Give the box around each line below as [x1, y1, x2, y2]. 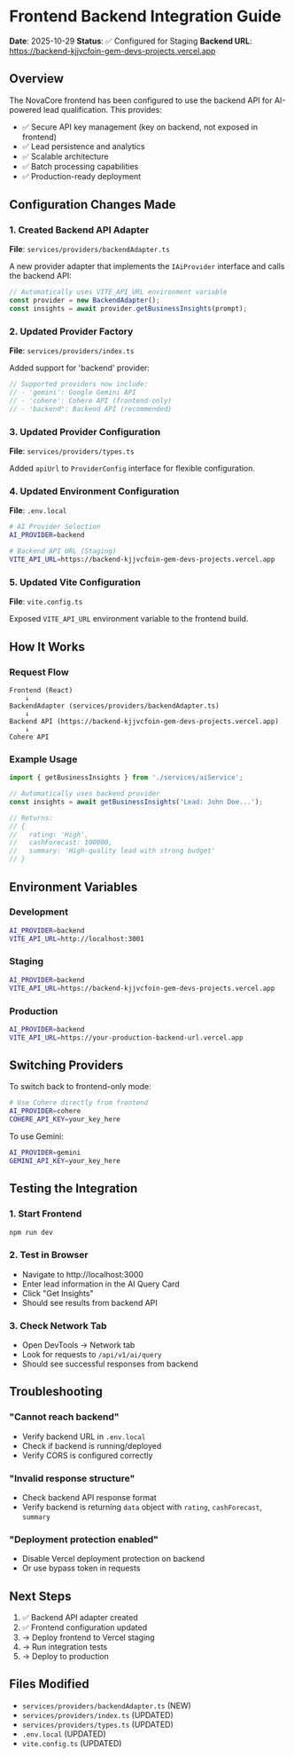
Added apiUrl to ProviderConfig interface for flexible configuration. [9, 463, 255, 474]
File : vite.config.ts [9, 597, 83, 607]
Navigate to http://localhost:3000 [21, 1269, 144, 1279]
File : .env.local [9, 505, 67, 516]
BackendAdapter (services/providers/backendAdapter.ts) [9, 701, 220, 710]
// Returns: [9, 813, 53, 822]
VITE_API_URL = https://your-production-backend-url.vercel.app [9, 1033, 244, 1042]
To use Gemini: [9, 1131, 64, 1142]
